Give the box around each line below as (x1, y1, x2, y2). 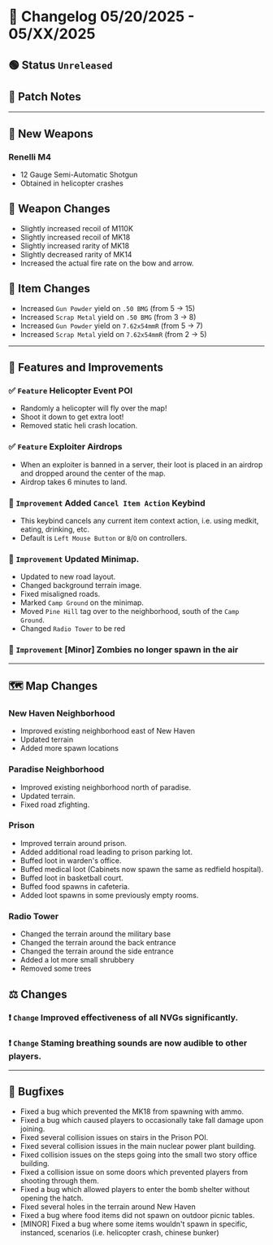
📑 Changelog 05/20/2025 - (8, 7, 195, 26)
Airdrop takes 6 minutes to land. (19, 476, 128, 487)
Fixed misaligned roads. (19, 590, 101, 599)
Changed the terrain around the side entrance (19, 946, 174, 956)
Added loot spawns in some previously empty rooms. (19, 890, 199, 900)
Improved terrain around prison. (19, 838, 128, 848)
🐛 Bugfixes (8, 1085, 65, 1098)
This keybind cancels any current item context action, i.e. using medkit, (19, 515, 259, 525)
